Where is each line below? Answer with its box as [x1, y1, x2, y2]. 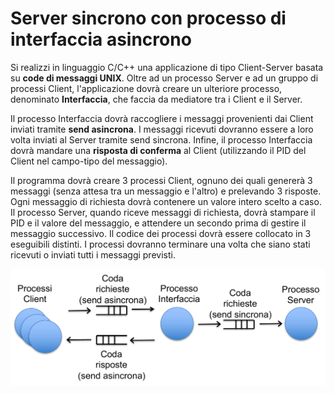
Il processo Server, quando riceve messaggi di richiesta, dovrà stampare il [10, 206, 316, 218]
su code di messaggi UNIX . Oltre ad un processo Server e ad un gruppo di [10, 72, 319, 84]
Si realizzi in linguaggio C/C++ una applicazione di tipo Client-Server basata [10, 61, 324, 73]
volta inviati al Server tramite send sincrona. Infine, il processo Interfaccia [10, 133, 313, 146]
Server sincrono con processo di [10, 7, 287, 30]
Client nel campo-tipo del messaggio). [10, 155, 168, 167]
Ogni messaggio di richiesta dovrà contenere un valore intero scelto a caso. [10, 195, 322, 207]
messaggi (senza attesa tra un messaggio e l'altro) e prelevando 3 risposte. [10, 185, 322, 197]
